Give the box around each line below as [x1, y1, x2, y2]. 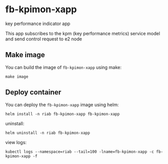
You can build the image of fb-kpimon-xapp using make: [5, 64, 122, 70]
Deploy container [5, 88, 61, 97]
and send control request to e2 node [5, 36, 82, 42]
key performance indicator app [5, 20, 70, 27]
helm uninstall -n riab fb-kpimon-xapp [5, 130, 90, 135]
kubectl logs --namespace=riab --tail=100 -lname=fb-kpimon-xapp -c [5, 149, 154, 154]
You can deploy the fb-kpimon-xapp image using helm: [5, 101, 119, 108]
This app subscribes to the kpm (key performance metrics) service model [5, 30, 160, 36]
